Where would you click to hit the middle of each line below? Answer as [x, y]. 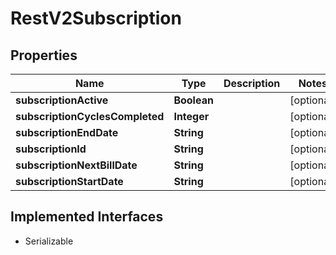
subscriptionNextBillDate [76, 165]
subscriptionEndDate [67, 132]
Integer [191, 116]
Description [252, 83]
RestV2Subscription [96, 18]
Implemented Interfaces [87, 217]
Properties [44, 55]
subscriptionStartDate [69, 181]
